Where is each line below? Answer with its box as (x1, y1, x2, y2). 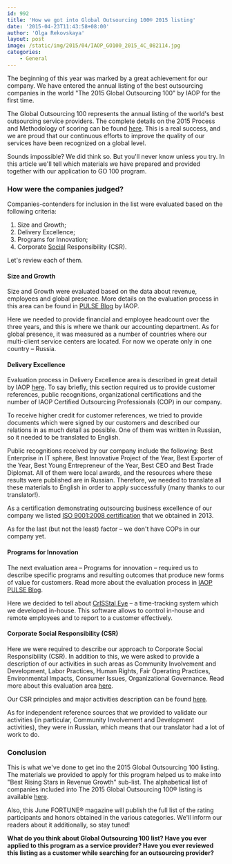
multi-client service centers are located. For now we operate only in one (7, 337, 212, 346)
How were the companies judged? (7, 184, 124, 194)
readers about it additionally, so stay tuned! (7, 820, 130, 829)
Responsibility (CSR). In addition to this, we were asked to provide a (7, 652, 200, 660)
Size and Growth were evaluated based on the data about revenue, (7, 288, 197, 296)
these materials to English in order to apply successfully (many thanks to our (7, 483, 225, 491)
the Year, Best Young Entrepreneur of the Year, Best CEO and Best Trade (7, 461, 214, 470)
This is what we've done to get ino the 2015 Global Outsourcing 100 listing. (7, 763, 220, 771)
